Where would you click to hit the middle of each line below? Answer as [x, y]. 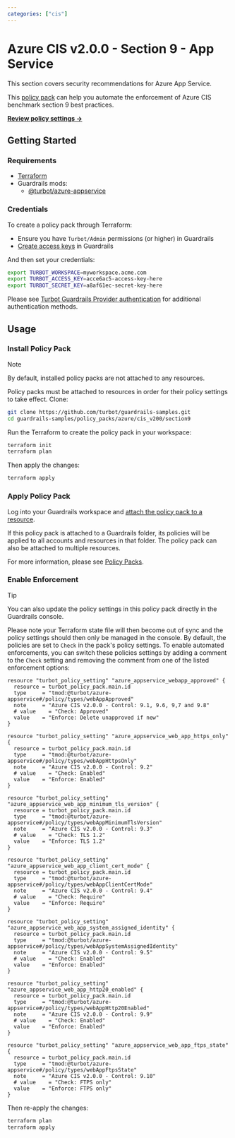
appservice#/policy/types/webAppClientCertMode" [80, 884]
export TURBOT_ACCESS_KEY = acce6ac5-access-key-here [85, 279]
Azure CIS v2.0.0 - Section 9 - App [111, 48]
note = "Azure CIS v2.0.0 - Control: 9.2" [83, 767]
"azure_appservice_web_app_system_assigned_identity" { [91, 927]
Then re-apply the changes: [48, 1108]
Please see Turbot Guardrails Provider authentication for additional [104, 299]
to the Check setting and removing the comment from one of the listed [108, 660]
